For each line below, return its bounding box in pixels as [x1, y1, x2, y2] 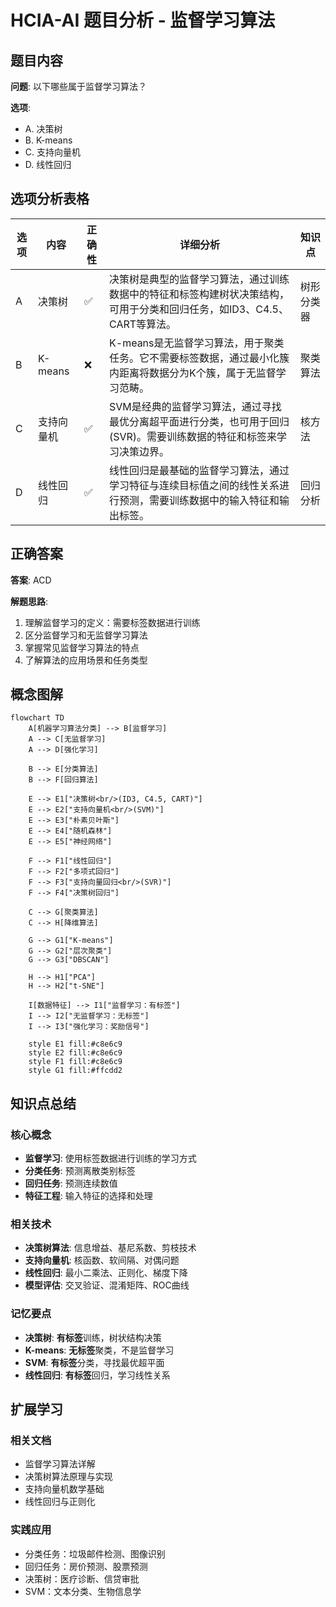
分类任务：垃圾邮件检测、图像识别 [24, 1547, 166, 1560]
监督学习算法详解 [24, 1458, 96, 1470]
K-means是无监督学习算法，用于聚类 [109, 336, 285, 350]
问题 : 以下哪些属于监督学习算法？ [10, 81, 147, 92]
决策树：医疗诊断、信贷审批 [24, 1572, 140, 1585]
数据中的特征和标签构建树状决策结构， [109, 287, 290, 301]
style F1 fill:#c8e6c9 [28, 1057, 123, 1067]
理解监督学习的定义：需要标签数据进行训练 [24, 616, 201, 628]
